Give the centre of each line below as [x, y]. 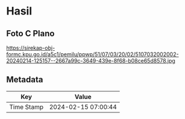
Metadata [25, 80]
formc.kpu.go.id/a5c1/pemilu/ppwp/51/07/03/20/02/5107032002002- [92, 54]
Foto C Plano [30, 34]
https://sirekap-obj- [31, 48]
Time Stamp [27, 107]
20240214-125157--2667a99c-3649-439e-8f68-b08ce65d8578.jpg [91, 61]
